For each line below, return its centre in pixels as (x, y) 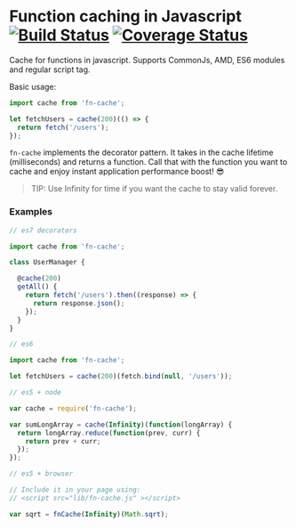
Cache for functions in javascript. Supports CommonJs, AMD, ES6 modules (147, 60)
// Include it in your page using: (75, 490)
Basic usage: (33, 86)
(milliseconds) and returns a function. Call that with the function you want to (148, 162)
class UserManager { (48, 263)
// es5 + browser (41, 474)
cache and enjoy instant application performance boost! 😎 (117, 172)
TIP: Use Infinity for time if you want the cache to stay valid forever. (154, 189)
